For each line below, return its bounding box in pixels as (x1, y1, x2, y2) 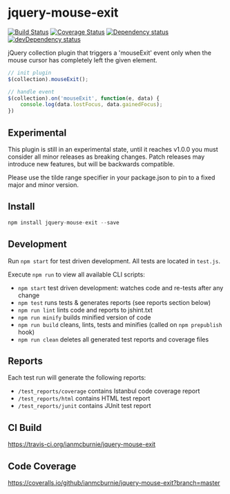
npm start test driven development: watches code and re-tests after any (17, 283, 224, 292)
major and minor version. (8, 181, 79, 188)
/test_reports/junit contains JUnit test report (17, 402, 151, 410)
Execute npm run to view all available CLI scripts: (8, 270, 146, 279)
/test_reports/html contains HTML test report (17, 394, 151, 403)
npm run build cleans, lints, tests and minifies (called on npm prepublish (17, 320, 222, 328)
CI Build (8, 421, 42, 434)
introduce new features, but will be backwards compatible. (8, 160, 175, 168)
